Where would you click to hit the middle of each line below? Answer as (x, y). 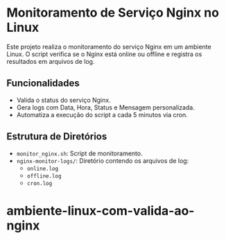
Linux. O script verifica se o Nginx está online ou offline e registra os (104, 54)
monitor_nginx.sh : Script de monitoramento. (79, 153)
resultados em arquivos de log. (51, 61)
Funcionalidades (43, 84)
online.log (43, 169)
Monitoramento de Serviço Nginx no (113, 13)
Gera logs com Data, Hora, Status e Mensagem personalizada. (105, 107)
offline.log (44, 176)
